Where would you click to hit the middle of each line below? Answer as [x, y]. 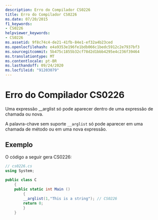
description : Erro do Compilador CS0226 [48, 10]
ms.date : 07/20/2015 [27, 19]
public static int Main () [42, 189]
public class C [21, 180]
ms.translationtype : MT [30, 56]
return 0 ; [33, 203]
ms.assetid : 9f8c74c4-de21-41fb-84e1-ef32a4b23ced [59, 42]
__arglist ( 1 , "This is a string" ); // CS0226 [70, 198]
